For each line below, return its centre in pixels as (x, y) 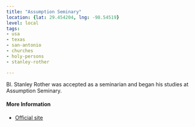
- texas (16, 40)
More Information (28, 104)
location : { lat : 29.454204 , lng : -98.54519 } (63, 17)
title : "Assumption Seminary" (44, 12)
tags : (13, 28)
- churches (20, 51)
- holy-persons (25, 56)
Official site (29, 117)
